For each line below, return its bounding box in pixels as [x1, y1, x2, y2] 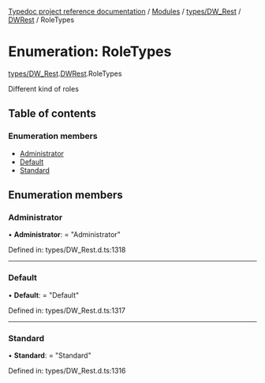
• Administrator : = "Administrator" [8, 230, 121, 239]
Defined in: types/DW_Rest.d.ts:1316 [8, 366, 126, 375]
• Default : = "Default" [8, 290, 80, 299]
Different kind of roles [8, 84, 79, 93]
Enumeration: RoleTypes [8, 43, 172, 61]
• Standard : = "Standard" [8, 351, 92, 360]
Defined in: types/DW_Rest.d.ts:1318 [8, 245, 126, 255]
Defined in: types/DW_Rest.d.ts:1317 [8, 306, 126, 315]
